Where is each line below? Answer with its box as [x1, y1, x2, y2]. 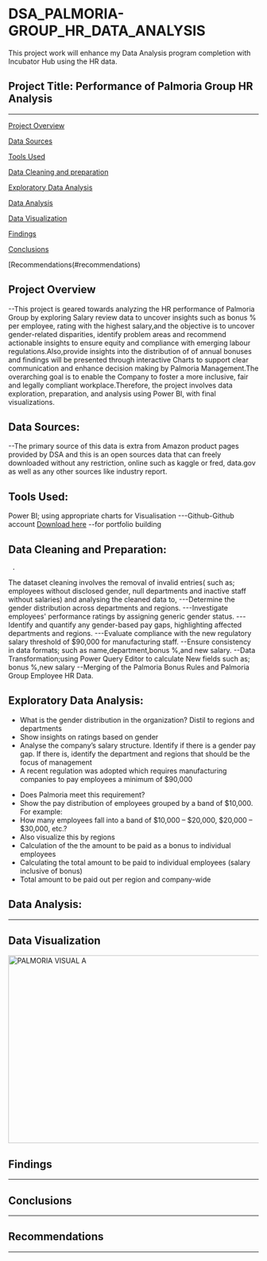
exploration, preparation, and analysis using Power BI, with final [8, 388, 216, 399]
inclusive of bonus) [19, 866, 83, 875]
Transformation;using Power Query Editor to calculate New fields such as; [8, 654, 250, 663]
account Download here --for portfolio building [8, 520, 161, 529]
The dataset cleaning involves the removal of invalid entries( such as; [8, 578, 235, 587]
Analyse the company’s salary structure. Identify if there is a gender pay [19, 740, 256, 750]
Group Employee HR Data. [8, 671, 94, 680]
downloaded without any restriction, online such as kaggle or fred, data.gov [8, 458, 256, 468]
